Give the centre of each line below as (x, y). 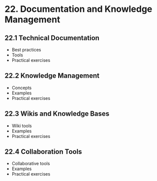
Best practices (26, 50)
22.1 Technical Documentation (52, 38)
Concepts (22, 88)
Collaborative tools (31, 164)
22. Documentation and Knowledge (78, 9)
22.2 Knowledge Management (52, 76)
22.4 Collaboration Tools (43, 152)
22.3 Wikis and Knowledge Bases (57, 114)
